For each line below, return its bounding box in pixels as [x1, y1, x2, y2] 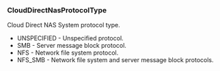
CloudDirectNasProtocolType [7, 5, 107, 15]
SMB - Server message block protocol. [16, 42, 126, 50]
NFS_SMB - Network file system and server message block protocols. [16, 56, 214, 64]
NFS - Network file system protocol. [16, 48, 119, 57]
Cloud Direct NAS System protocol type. [7, 21, 121, 29]
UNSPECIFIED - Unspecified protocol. [16, 34, 124, 42]
